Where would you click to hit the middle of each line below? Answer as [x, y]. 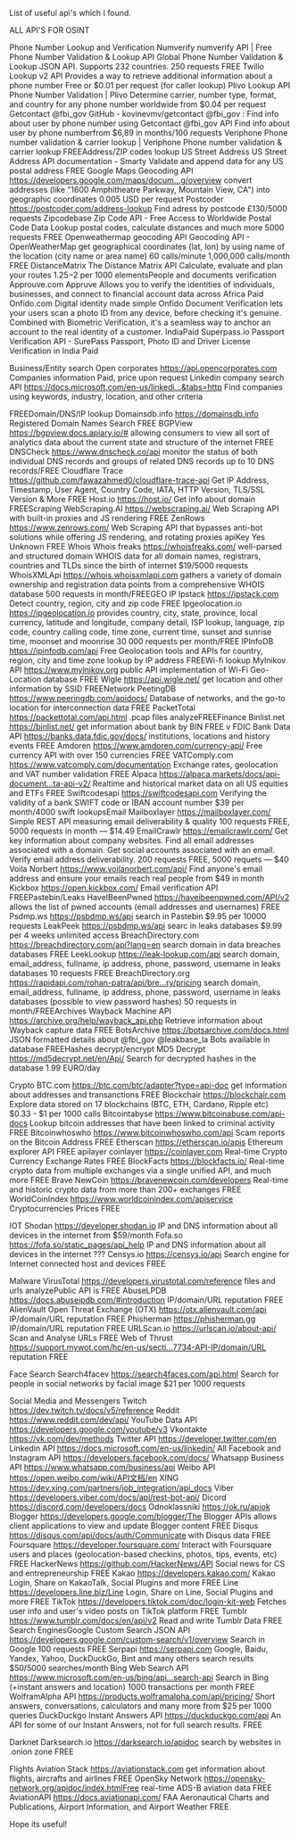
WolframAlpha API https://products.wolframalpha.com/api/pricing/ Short [142, 1696]
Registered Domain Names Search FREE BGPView [101, 423]
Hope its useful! [38, 1824]
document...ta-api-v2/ [50, 783]
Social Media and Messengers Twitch [78, 1401]
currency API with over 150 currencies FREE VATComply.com [121, 755]
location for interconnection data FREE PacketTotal [103, 708]
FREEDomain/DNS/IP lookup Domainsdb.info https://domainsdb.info [134, 414]
